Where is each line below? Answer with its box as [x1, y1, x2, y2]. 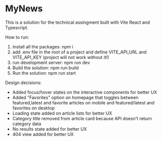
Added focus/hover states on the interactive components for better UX [12, 89, 158, 95]
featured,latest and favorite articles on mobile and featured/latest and [12, 99, 155, 105]
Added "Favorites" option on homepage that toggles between [12, 94, 139, 100]
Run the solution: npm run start [12, 70, 76, 76]
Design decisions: [5, 80, 42, 86]
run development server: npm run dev [12, 59, 90, 65]
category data [12, 121, 41, 127]
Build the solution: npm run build [12, 65, 79, 71]
